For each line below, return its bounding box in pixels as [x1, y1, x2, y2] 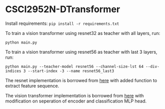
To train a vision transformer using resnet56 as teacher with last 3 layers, [5, 49, 158, 55]
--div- [145, 64, 159, 69]
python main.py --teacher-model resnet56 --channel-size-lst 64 [5, 64, 144, 69]
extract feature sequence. [5, 83, 59, 89]
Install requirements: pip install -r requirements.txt [5, 20, 119, 26]
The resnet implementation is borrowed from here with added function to [5, 77, 157, 83]
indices [5, 68, 22, 74]
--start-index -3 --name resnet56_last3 [27, 68, 114, 74]
